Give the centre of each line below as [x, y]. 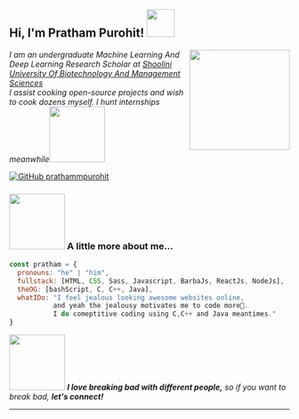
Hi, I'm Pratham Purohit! [77, 33]
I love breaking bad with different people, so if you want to [176, 387]
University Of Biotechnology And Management [95, 73]
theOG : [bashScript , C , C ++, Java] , [85, 289]
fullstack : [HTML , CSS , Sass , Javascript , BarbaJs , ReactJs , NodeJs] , [151, 281]
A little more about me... [120, 246]
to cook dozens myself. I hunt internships [85, 101]
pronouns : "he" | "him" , [63, 272]
